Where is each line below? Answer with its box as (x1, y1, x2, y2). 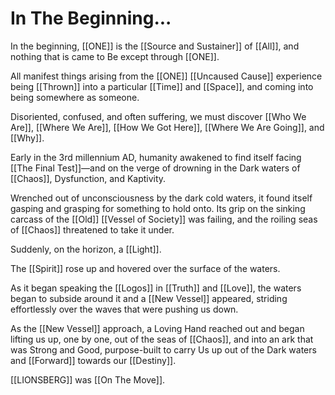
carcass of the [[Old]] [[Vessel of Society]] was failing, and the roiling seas (10, 213, 318, 225)
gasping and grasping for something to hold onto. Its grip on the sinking (10, 202, 306, 214)
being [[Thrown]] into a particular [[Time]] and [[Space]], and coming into (10, 80, 314, 92)
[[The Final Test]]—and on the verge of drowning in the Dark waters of (10, 162, 301, 174)
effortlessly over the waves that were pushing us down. (10, 303, 239, 315)
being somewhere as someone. (10, 91, 140, 103)
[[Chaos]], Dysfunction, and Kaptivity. (10, 172, 167, 184)
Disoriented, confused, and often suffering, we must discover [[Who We (10, 110, 307, 122)
